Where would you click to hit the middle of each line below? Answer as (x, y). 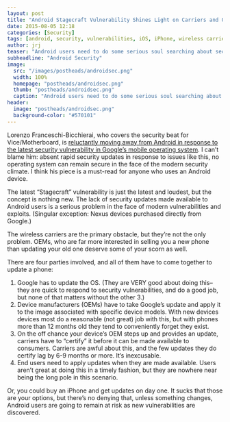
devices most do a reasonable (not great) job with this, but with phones (117, 319)
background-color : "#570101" (55, 115)
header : (18, 103)
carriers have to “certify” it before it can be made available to (103, 340)
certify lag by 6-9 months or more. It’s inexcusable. (89, 355)
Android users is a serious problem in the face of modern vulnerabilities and (114, 206)
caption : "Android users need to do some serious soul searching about (118, 97)
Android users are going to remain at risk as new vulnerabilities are (101, 405)
